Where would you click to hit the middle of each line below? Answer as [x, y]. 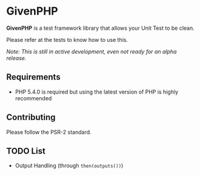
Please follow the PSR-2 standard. [49, 132]
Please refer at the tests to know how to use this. [67, 39]
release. [16, 58]
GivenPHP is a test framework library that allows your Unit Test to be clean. [101, 28]
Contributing [31, 118]
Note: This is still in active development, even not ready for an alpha [92, 51]
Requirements [33, 77]
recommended [33, 98]
